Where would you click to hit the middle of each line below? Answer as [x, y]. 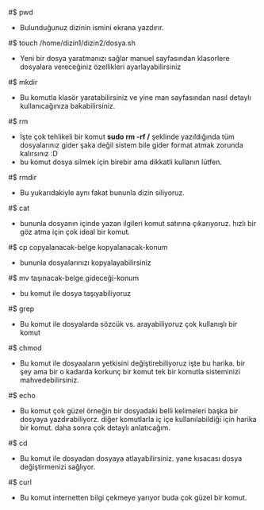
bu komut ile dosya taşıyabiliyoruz [75, 293]
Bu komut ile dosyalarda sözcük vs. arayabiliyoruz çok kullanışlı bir [128, 324]
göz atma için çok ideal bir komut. [75, 232]
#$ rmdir [23, 177]
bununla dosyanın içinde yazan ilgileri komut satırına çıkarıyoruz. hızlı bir [138, 223]
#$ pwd [21, 12]
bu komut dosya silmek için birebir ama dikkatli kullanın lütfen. [121, 162]
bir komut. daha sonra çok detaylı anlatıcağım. [95, 428]
